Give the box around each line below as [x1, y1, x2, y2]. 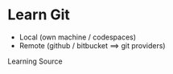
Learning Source [7, 56, 63, 66]
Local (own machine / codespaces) [19, 32, 137, 42]
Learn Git [7, 6, 70, 24]
